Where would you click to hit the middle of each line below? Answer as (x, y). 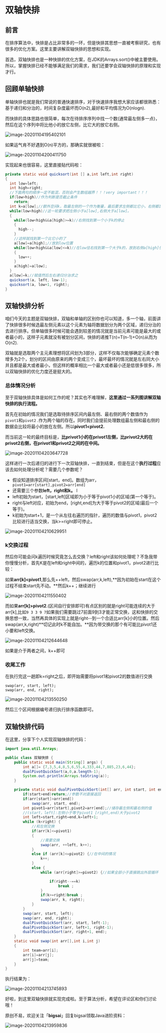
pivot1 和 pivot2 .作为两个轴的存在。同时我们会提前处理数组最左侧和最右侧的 (82, 420)
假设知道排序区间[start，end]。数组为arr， (56, 480)
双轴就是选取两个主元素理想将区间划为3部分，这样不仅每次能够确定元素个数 (82, 353)
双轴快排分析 (25, 305)
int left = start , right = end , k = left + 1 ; (61, 817)
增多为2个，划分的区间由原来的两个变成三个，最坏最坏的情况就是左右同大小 (82, 359)
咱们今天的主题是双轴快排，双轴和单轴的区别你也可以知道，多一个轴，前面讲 (83, 319)
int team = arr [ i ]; (41, 950)
